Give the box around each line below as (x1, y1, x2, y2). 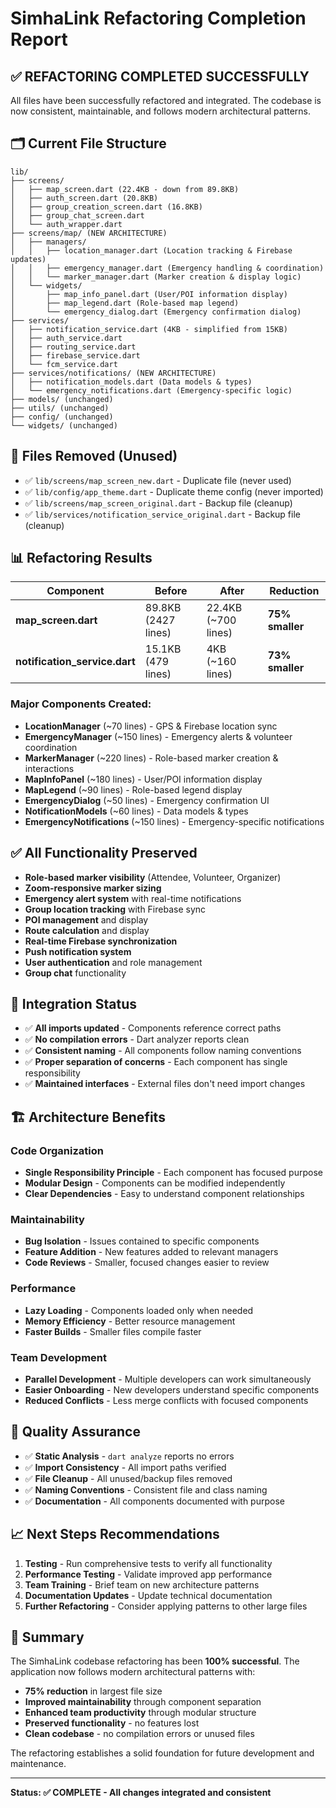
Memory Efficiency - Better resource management (24, 1315, 236, 1327)
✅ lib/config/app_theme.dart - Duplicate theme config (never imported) (24, 485, 324, 497)
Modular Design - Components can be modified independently (24, 1177, 286, 1189)
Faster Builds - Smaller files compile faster (24, 1325, 202, 1337)
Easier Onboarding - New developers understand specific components (24, 1383, 320, 1396)
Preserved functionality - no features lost (24, 1717, 200, 1729)
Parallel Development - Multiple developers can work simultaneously (24, 1373, 312, 1385)
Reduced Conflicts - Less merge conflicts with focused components (24, 1394, 309, 1406)
